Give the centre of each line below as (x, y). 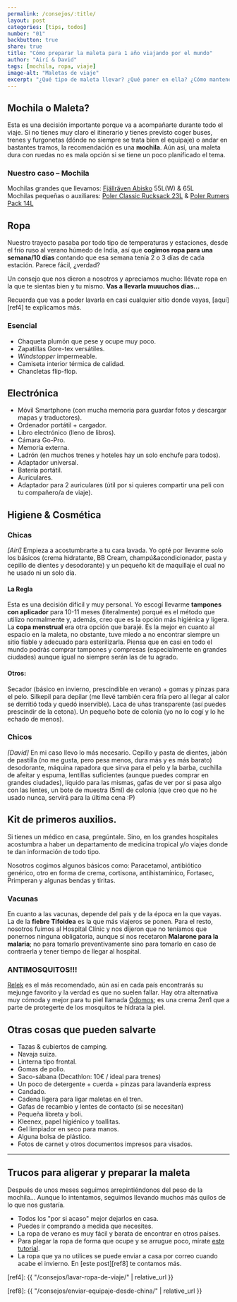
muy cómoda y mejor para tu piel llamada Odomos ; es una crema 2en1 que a (119, 1000)
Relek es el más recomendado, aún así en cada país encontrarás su (105, 985)
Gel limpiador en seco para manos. (68, 1129)
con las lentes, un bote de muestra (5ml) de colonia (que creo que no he (112, 790)
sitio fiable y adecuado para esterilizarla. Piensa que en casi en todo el (110, 642)
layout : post (26, 20)
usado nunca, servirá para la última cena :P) (71, 797)
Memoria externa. (43, 448)
